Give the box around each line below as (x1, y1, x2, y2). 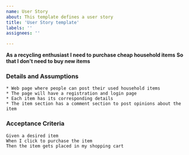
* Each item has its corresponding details (6, 96, 114, 102)
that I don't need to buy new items (6, 58, 90, 65)
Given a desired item (6, 133, 59, 139)
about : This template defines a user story (6, 14, 114, 20)
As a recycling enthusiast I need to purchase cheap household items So (6, 51, 184, 58)
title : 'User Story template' (6, 19, 80, 25)
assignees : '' (6, 30, 41, 36)
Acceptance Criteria (6, 119, 65, 128)
